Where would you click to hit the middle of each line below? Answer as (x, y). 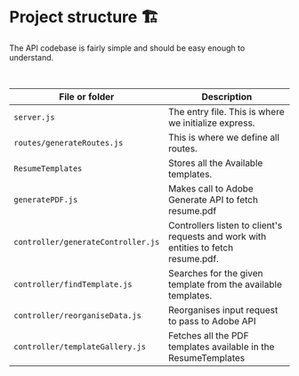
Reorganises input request (223, 310)
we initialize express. (211, 123)
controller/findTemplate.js (73, 284)
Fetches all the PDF (208, 335)
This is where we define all (224, 137)
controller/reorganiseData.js (78, 315)
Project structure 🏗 (84, 17)
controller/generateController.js (87, 242)
